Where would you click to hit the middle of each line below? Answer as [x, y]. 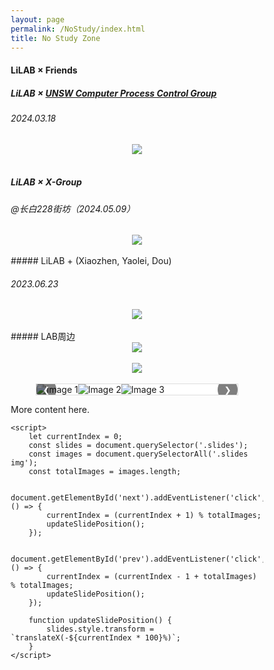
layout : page [37, 19]
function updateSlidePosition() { [100, 621]
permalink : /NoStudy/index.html [78, 29]
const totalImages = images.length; [105, 472]
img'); [24, 463]
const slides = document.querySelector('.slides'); [138, 446]
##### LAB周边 [43, 337]
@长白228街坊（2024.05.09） [73, 208]
